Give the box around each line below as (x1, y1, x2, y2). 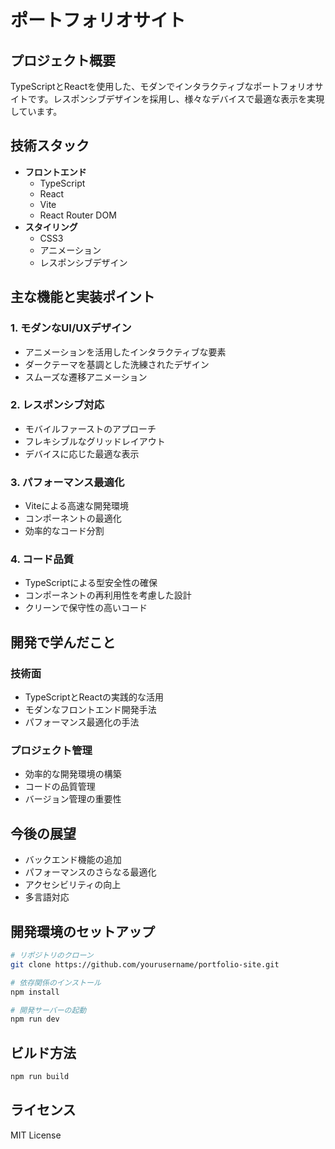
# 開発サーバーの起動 (10, 1005, 87, 1015)
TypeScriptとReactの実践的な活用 (24, 691, 165, 703)
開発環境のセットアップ (10, 923, 155, 940)
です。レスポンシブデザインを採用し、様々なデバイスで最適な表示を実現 (27, 93, 325, 105)
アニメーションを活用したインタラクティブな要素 (24, 346, 227, 358)
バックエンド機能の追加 (24, 854, 122, 866)
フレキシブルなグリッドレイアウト (24, 435, 166, 447)
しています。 (10, 106, 63, 117)
